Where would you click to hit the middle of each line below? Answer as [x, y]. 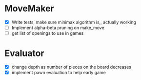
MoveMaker [29, 9]
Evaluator [24, 53]
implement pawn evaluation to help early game [59, 73]
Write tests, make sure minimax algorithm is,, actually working [74, 22]
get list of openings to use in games [48, 33]
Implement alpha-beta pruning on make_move [58, 28]
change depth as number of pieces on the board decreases [71, 67]
